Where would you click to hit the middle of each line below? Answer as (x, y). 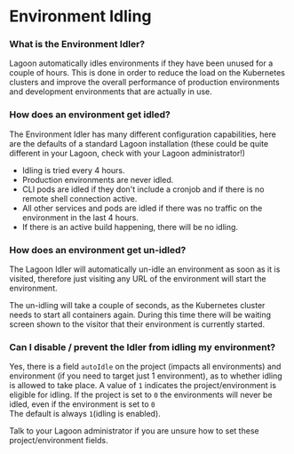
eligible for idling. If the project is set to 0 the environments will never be (141, 395)
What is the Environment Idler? (77, 44)
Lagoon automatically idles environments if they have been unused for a (141, 63)
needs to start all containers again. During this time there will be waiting (140, 315)
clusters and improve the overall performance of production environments (144, 83)
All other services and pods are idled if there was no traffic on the (142, 208)
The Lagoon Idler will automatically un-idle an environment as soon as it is (145, 269)
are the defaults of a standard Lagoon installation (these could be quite (139, 143)
